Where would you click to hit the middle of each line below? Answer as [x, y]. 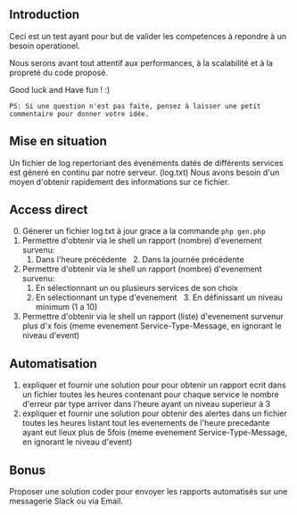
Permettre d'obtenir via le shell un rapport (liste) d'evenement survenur [153, 317]
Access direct [49, 210]
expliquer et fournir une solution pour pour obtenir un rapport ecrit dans [154, 385]
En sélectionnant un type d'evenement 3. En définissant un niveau [159, 297]
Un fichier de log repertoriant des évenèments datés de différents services [146, 162]
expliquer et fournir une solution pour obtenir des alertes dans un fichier [155, 413]
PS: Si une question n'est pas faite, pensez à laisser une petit [135, 106]
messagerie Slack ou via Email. [66, 501]
